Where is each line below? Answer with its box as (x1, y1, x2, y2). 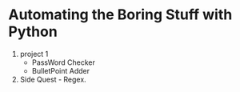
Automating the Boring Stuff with (8, 6, 233, 24)
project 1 (19, 49, 49, 58)
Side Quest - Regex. (19, 74, 86, 84)
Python (8, 22, 58, 41)
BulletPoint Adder (31, 66, 90, 75)
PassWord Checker (31, 58, 96, 67)
